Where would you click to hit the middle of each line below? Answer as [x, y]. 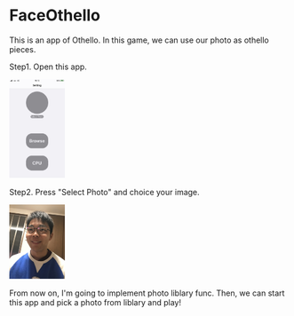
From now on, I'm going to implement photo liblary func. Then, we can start [147, 293]
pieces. [23, 49]
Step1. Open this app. [48, 67]
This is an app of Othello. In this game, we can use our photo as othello [139, 40]
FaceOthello [55, 16]
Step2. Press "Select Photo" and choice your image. [104, 193]
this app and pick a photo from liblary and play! [95, 302]
